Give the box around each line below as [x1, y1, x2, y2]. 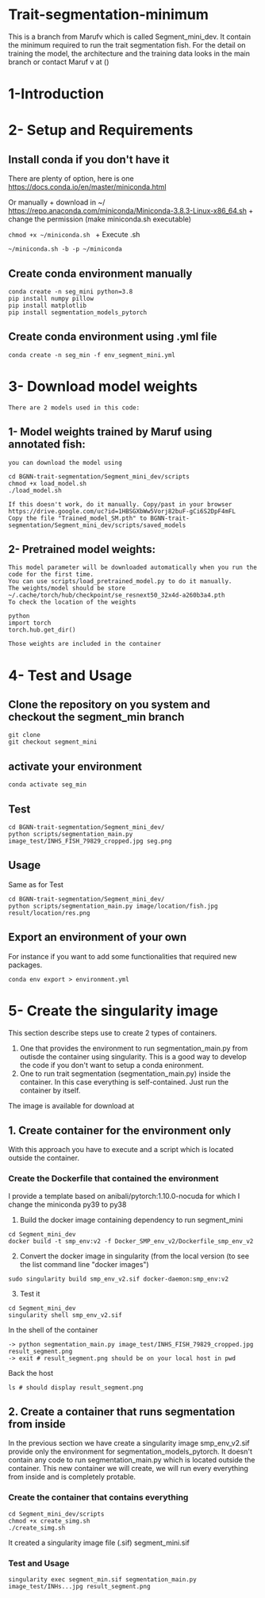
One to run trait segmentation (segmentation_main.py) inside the [19, 1069, 232, 1078]
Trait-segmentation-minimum [8, 6, 209, 24]
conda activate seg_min [8, 781, 87, 789]
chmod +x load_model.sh [8, 479, 87, 487]
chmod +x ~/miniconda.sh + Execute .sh [8, 230, 140, 240]
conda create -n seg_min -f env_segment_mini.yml [8, 351, 176, 359]
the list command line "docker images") [19, 1259, 149, 1269]
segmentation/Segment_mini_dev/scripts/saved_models [8, 521, 186, 529]
